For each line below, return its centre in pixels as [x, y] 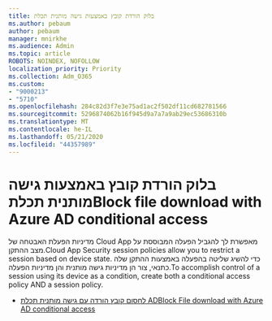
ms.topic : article [39, 54]
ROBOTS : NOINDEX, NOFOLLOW [54, 62]
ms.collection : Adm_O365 [50, 76]
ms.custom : [27, 84]
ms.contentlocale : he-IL [50, 129]
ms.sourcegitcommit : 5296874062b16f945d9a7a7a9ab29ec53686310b [118, 115]
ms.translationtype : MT [49, 122]
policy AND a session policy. [56, 284]
